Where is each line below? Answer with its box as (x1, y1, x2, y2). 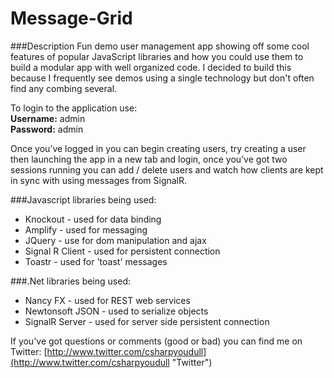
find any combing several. (10, 82, 118, 94)
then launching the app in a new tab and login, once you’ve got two (10, 153, 288, 165)
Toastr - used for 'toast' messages (24, 255, 168, 267)
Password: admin (10, 123, 84, 135)
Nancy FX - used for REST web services (24, 294, 191, 306)
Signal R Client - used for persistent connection (24, 245, 221, 257)
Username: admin (10, 112, 86, 124)
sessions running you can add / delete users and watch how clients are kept (10, 163, 324, 176)
